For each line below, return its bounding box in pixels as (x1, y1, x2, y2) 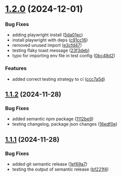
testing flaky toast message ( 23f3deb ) (12, 47, 90, 53)
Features (5, 65, 27, 72)
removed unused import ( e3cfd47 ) (12, 43, 82, 48)
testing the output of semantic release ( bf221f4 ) (12, 166, 109, 172)
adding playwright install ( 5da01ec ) (12, 32, 83, 38)
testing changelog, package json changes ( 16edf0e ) (12, 121, 118, 127)
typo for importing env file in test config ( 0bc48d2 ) (12, 53, 116, 59)
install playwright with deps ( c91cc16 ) (12, 37, 88, 43)
